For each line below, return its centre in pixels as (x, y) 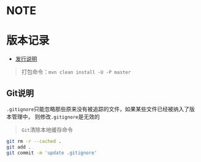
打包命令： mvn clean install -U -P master (76, 72)
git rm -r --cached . (34, 141)
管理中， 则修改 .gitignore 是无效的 (55, 117)
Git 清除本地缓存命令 (47, 129)
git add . (19, 147)
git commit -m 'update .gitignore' (52, 153)
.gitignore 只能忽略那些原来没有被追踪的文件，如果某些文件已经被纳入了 (98, 109)
